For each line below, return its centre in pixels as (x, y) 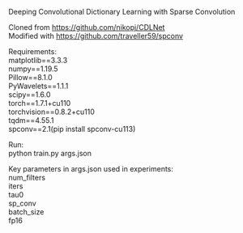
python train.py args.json (50, 153)
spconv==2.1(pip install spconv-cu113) (72, 129)
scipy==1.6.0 (30, 95)
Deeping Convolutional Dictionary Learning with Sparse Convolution (122, 12)
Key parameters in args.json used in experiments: (91, 169)
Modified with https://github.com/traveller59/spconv (96, 36)
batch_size (26, 212)
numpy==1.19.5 (33, 69)
